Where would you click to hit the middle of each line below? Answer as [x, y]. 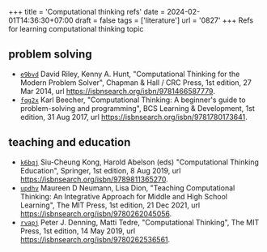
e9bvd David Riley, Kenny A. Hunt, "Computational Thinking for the [130, 74]
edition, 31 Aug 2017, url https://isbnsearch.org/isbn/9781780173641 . [134, 117]
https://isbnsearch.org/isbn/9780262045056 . [96, 213]
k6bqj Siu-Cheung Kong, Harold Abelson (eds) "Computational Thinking [139, 162]
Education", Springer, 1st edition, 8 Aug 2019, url [100, 170]
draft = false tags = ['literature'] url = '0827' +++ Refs [164, 20]
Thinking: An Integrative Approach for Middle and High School [124, 196]
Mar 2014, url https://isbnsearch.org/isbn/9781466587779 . [118, 91]
